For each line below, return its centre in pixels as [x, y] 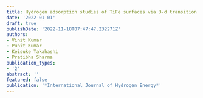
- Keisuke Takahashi [33, 52]
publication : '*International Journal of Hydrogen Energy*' [84, 86]
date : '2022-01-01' [31, 18]
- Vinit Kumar [24, 40]
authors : [17, 35]
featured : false [27, 80]
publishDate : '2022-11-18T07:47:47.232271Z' [64, 29]
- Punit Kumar [24, 46]
